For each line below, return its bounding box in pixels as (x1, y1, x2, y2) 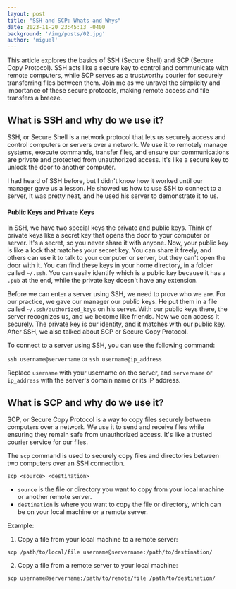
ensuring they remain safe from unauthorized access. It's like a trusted (7, 430, 213, 438)
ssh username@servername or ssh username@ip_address (7, 355, 162, 363)
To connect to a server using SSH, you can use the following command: (7, 341, 216, 350)
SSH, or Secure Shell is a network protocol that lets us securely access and (7, 132, 226, 141)
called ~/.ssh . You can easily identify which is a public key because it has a (7, 269, 226, 277)
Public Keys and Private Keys (7, 208, 95, 216)
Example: (7, 521, 35, 530)
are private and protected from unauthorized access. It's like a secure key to (7, 155, 229, 163)
